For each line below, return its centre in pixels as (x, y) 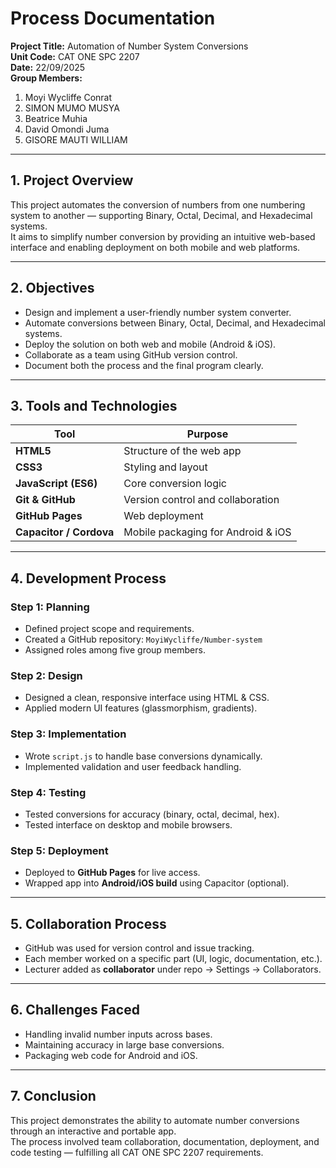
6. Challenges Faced (75, 1010)
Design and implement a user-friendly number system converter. (158, 312)
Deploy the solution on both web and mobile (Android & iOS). (150, 344)
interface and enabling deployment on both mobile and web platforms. (155, 247)
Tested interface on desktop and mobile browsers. (128, 824)
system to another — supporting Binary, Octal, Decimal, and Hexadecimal (161, 215)
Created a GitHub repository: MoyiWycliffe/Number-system (143, 639)
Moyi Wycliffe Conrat (68, 97)
